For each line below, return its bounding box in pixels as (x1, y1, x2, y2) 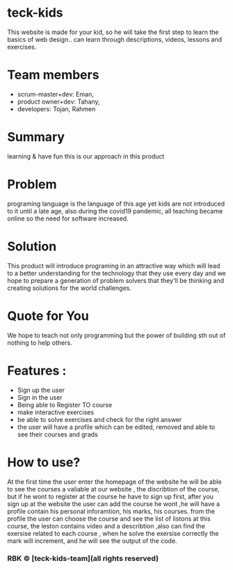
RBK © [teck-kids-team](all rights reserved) (7, 554, 159, 564)
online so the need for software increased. (7, 214, 129, 222)
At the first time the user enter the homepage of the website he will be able (7, 478, 222, 486)
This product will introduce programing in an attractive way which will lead (7, 261, 220, 270)
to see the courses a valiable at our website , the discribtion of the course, (7, 484, 220, 493)
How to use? (7, 454, 81, 470)
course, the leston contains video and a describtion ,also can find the (7, 521, 205, 530)
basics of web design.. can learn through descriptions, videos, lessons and (7, 35, 223, 43)
